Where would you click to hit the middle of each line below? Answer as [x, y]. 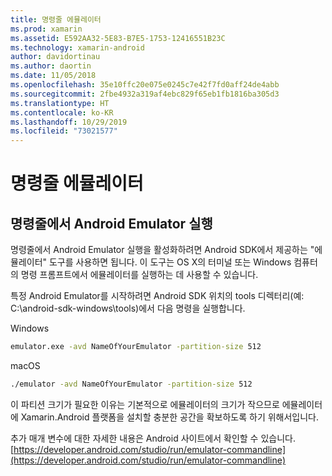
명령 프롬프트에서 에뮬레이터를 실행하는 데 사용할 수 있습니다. [139, 275]
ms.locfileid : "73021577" [64, 131]
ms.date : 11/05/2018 [53, 76]
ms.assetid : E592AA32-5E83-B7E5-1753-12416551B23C [118, 38]
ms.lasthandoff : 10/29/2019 [69, 122]
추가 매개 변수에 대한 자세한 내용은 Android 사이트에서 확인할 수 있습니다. [153, 438]
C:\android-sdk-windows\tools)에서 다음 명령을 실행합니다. [128, 308]
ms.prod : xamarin [46, 29]
